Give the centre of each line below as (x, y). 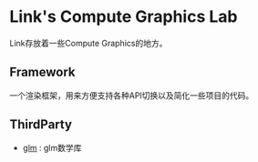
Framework (42, 72)
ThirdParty (41, 125)
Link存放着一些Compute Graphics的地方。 (88, 43)
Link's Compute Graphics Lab (124, 17)
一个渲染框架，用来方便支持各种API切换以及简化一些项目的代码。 (132, 95)
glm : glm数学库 (52, 147)
